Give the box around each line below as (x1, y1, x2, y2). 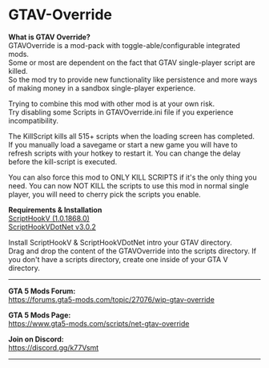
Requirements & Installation (8, 204, 102, 214)
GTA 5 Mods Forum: (8, 286, 76, 296)
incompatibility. (8, 115, 58, 125)
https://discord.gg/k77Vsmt (8, 342, 99, 352)
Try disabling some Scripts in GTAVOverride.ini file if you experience (8, 107, 234, 117)
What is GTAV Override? (8, 32, 90, 42)
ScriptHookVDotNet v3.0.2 (8, 222, 96, 232)
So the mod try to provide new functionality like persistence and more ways (8, 75, 258, 84)
